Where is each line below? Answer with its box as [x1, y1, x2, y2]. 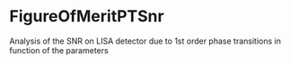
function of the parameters [9, 44, 110, 55]
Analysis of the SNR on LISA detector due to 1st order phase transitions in [9, 36, 281, 46]
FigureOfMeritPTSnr [9, 6, 164, 27]
